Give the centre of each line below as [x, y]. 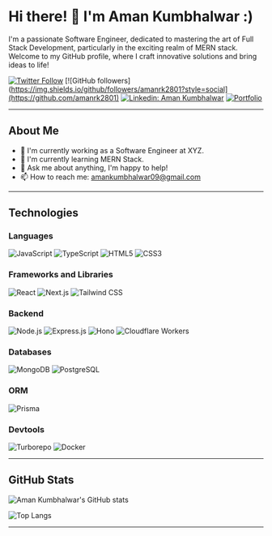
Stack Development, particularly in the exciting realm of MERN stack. [123, 47]
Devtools [26, 429]
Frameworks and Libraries [61, 275]
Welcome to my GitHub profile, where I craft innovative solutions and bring [133, 56]
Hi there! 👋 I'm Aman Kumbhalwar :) [131, 17]
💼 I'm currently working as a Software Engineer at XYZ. [112, 150]
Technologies [44, 213]
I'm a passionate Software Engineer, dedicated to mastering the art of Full [131, 39]
